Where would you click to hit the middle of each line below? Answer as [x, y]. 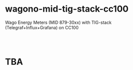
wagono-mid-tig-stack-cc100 [67, 9]
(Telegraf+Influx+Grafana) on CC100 [42, 27]
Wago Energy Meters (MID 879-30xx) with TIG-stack [58, 22]
